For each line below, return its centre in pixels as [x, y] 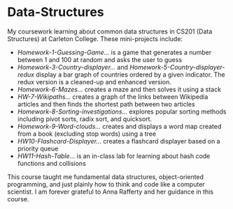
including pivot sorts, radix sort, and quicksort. [85, 118]
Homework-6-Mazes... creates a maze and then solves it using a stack [119, 89]
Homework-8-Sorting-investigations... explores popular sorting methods [122, 111]
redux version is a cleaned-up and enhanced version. [94, 82]
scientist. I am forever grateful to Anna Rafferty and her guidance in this [110, 192]
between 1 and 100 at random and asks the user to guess [100, 59]
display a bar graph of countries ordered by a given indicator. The [130, 75]
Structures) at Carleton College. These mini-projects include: [95, 38]
